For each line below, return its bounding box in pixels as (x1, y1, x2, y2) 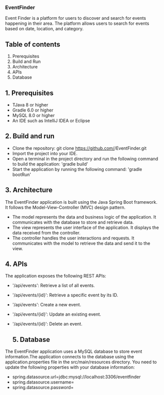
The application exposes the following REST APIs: (5, 273, 106, 279)
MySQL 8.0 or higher (12, 112, 55, 118)
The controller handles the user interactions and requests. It (12, 235, 134, 241)
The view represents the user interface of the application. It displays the (12, 225, 159, 230)
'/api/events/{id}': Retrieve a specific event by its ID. (12, 292, 119, 298)
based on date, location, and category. (5, 26, 84, 32)
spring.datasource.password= (12, 385, 74, 391)
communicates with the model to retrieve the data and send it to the (12, 240, 151, 246)
